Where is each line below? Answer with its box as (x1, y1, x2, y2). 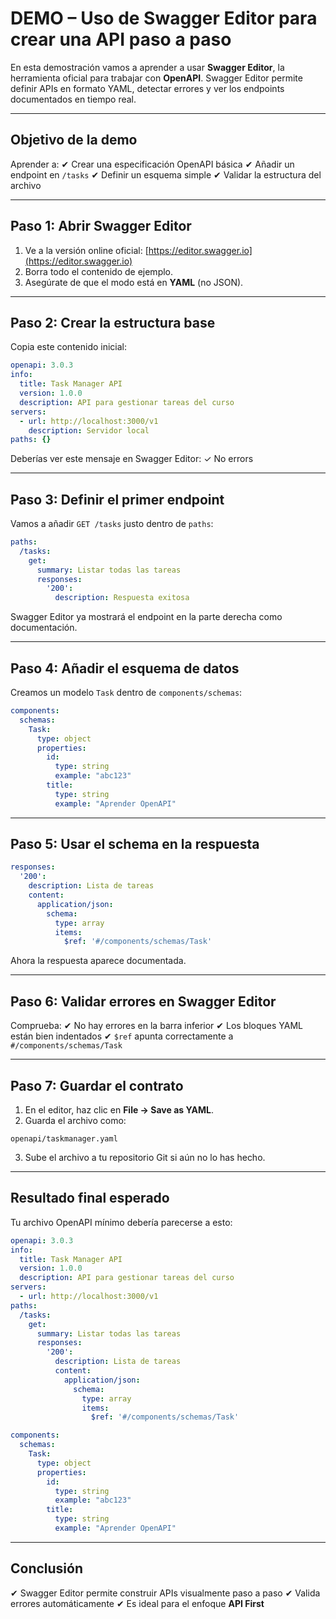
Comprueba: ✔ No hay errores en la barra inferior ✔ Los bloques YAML (10, 1020, 303, 1032)
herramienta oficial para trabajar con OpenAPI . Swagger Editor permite (10, 72, 303, 84)
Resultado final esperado (10, 1190, 170, 1207)
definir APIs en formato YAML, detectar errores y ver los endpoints (10, 82, 285, 94)
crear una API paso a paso (10, 28, 232, 51)
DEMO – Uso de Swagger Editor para (10, 7, 318, 30)
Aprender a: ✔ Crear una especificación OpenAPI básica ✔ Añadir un (10, 158, 295, 170)
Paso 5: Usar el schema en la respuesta (10, 836, 260, 853)
